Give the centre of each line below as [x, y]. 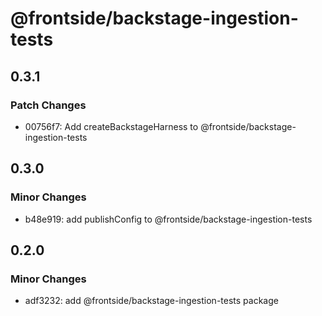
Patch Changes [48, 105]
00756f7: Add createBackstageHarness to [111, 126]
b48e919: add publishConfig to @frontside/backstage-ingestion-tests [168, 219]
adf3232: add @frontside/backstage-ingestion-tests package [151, 301]
